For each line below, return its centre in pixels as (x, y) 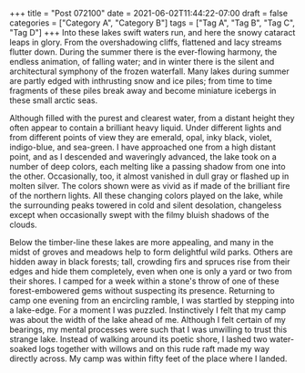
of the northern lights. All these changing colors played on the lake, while (147, 196)
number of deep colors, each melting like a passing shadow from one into (147, 166)
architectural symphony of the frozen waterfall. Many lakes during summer (149, 71)
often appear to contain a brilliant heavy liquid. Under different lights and (146, 128)
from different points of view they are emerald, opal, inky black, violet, (141, 137)
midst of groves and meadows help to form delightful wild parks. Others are (151, 252)
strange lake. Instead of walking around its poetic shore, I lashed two (138, 339)
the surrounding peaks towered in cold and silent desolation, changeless (146, 205)
